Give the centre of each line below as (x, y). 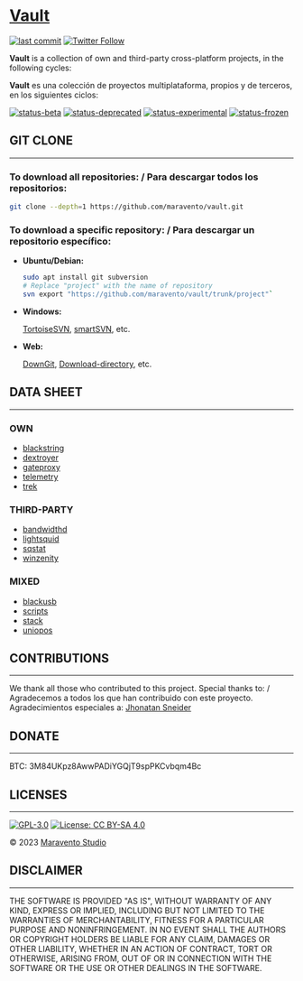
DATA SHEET (46, 392)
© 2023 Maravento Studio (58, 842)
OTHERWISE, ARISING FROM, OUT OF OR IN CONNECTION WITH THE (141, 958)
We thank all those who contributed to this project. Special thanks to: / (140, 689)
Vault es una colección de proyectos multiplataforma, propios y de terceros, (151, 85)
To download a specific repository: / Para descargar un (132, 229)
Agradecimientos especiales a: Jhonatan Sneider (101, 708)
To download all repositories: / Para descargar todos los (134, 177)
